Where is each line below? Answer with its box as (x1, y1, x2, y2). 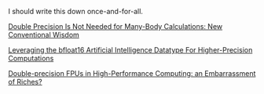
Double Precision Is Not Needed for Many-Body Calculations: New (8, 22, 223, 31)
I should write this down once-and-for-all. (8, 7, 144, 16)
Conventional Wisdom (8, 31, 80, 39)
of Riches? (8, 78, 42, 86)
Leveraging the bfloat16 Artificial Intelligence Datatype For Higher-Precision (8, 45, 253, 54)
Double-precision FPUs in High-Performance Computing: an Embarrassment (8, 69, 256, 78)
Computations (8, 54, 54, 63)
